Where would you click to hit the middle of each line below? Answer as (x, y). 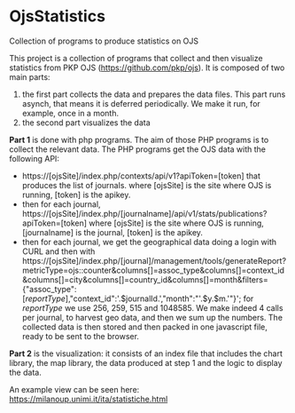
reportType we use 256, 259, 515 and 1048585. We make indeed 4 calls (152, 307)
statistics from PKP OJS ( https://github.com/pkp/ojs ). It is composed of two (147, 68)
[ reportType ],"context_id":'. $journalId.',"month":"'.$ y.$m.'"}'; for (138, 298)
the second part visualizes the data (86, 123)
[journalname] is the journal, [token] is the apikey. (113, 232)
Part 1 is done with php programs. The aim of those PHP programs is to (139, 139)
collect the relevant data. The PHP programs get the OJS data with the (137, 149)
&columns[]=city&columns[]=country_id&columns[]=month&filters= (145, 279)
